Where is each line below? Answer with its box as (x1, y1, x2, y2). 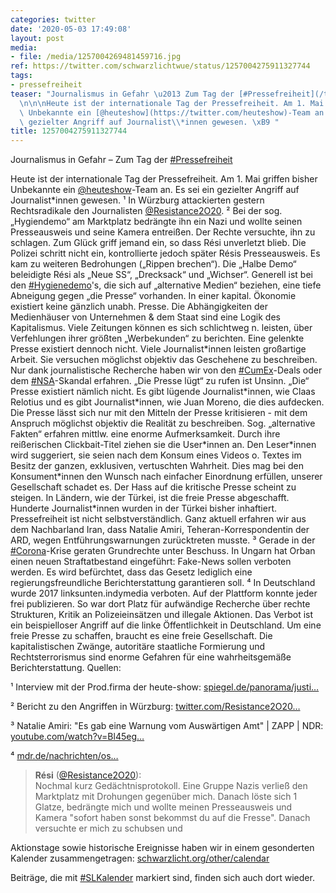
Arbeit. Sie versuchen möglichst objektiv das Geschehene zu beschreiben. (10, 354, 318, 366)
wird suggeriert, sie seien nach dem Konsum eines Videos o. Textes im (10, 449, 302, 461)
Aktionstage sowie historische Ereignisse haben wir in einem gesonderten (10, 842, 315, 854)
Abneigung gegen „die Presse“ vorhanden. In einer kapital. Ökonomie (10, 290, 297, 302)
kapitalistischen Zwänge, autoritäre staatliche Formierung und (10, 641, 266, 653)
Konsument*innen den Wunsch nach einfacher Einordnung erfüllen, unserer (10, 471, 323, 483)
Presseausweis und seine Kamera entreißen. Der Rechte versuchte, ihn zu (10, 226, 316, 238)
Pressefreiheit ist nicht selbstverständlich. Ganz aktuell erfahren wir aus (10, 513, 307, 525)
